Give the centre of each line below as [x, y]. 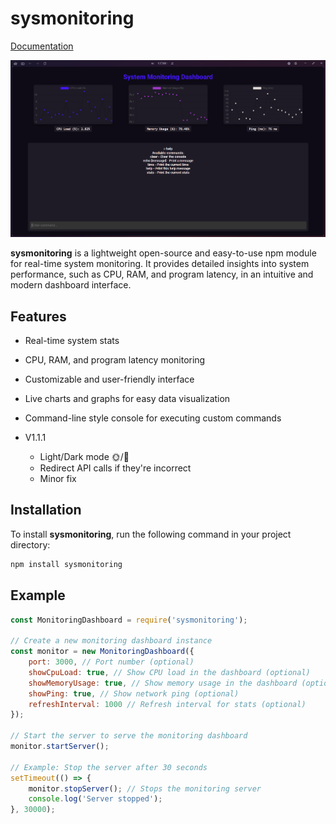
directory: [30, 544]
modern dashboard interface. [71, 285]
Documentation [42, 46]
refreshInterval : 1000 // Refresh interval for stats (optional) [167, 704]
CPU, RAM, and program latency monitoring [115, 360]
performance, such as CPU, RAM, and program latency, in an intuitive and [162, 274]
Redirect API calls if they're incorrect [115, 468]
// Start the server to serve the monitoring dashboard [129, 736]
